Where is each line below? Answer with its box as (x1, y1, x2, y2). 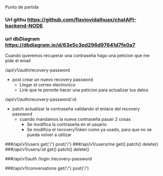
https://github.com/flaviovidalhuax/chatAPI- (27, 16, 137, 23)
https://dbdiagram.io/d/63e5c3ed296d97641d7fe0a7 (5, 41, 136, 48)
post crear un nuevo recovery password (12, 77, 93, 82)
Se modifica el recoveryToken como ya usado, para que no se (26, 127, 152, 133)
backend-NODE (5, 22, 43, 29)
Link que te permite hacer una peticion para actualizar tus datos (19, 87, 148, 93)
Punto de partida (5, 4, 39, 10)
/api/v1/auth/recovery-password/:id (5, 97, 77, 102)
